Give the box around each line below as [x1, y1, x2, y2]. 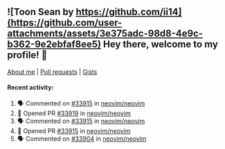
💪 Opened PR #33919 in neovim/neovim [17, 109, 132, 117]
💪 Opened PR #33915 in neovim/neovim [17, 127, 131, 135]
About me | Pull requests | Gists [7, 68, 98, 76]
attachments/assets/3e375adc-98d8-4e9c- [7, 28, 203, 39]
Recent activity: [7, 83, 54, 92]
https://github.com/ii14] [75, 6, 182, 18]
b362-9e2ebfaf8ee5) [7, 39, 102, 50]
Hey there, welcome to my [102, 39, 218, 50]
